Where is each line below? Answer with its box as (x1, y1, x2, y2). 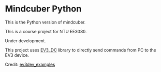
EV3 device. (5, 52, 29, 58)
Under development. (5, 37, 46, 44)
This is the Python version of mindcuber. (5, 19, 86, 25)
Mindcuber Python (5, 3, 82, 14)
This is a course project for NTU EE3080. (5, 28, 87, 34)
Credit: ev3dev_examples (5, 61, 56, 67)
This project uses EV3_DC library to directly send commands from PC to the (5, 47, 156, 53)
